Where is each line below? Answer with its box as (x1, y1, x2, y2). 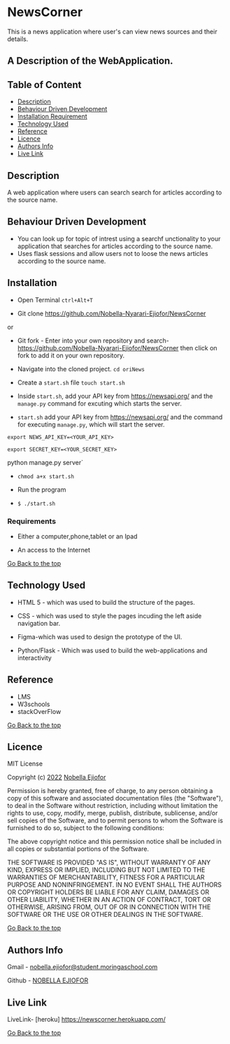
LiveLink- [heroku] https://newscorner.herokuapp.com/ (7, 1015, 166, 1023)
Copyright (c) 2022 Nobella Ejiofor (7, 773, 106, 782)
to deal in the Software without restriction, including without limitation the (7, 801, 218, 810)
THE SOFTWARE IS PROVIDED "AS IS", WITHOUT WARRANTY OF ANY (7, 858, 211, 867)
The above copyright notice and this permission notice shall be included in (7, 837, 222, 846)
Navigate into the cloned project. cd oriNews (17, 364, 145, 373)
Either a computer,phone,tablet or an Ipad (17, 532, 138, 541)
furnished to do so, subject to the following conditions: (7, 824, 164, 832)
